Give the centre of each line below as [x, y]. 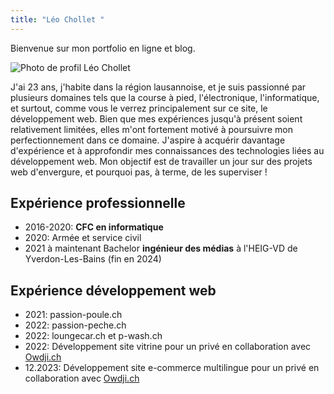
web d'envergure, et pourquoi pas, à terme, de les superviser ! [139, 172]
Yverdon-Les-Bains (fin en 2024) [93, 259]
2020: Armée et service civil [83, 238]
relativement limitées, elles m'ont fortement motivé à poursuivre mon [151, 129]
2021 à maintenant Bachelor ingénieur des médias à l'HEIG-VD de [161, 248]
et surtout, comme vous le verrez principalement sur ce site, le [139, 108]
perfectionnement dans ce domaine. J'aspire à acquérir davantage [148, 140]
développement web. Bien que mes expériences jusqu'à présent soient [156, 118]
